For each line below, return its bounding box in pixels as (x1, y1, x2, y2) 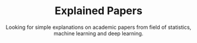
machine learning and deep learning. (53, 29, 144, 37)
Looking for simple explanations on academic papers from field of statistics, (5, 24, 192, 31)
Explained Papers (54, 4, 143, 18)
